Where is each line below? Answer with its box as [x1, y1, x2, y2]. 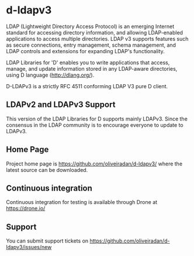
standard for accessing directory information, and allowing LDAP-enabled [6, 29, 183, 36]
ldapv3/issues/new [6, 244, 52, 251]
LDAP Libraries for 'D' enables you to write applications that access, [6, 59, 170, 66]
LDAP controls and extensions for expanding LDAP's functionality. [6, 47, 165, 54]
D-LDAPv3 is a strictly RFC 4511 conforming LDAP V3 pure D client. [6, 82, 168, 89]
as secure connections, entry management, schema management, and [6, 41, 176, 49]
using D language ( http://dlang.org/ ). [6, 71, 95, 78]
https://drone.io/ [6, 205, 46, 212]
